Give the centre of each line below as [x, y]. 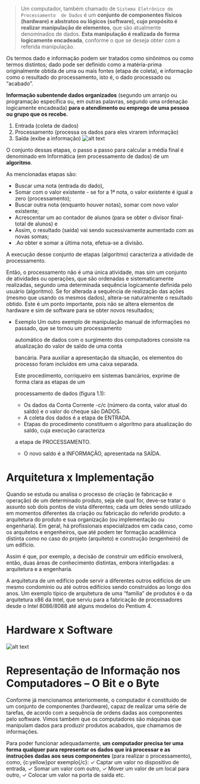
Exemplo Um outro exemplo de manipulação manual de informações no [102, 322]
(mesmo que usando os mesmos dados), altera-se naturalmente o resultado [99, 297]
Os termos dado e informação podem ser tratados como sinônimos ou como [100, 58]
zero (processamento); [43, 198]
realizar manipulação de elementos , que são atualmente [91, 27]
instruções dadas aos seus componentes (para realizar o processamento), [99, 756]
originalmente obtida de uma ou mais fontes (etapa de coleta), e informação [99, 71]
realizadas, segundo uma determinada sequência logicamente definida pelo [99, 285]
